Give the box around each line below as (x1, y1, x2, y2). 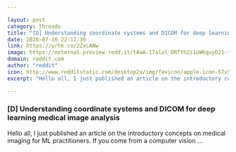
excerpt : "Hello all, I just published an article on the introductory (7, 75, 221, 82)
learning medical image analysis (7, 113, 120, 123)
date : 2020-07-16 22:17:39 (7, 36, 86, 43)
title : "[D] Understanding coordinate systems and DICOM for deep (7, 29, 206, 36)
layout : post (7, 16, 46, 23)
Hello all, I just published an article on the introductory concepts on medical (7, 129, 226, 137)
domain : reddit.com (7, 55, 65, 63)
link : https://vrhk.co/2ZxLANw (7, 43, 99, 50)
